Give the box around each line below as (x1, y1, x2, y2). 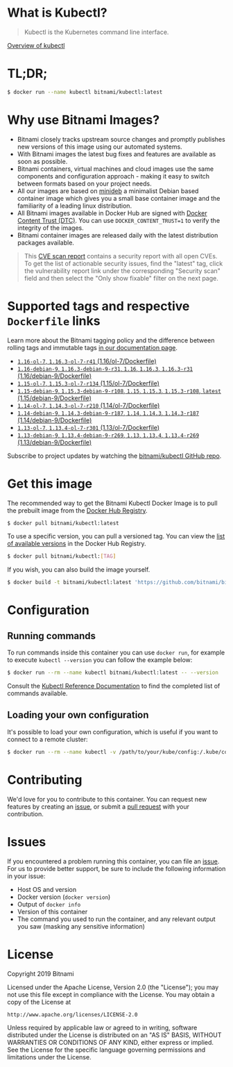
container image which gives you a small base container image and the (17, 194, 221, 202)
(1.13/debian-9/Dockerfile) (17, 438, 92, 446)
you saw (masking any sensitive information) (17, 922, 146, 930)
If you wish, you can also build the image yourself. (7, 565, 150, 574)
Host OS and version (17, 885, 77, 893)
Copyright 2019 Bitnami (7, 969, 74, 977)
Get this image (7, 476, 92, 491)
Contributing (7, 772, 83, 788)
